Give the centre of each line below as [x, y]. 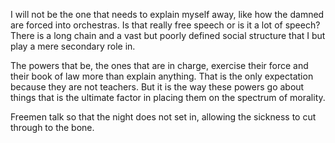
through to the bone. [52, 127]
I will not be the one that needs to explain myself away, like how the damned [167, 14]
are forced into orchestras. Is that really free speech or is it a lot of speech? [165, 25]
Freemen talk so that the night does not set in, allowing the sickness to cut [163, 117]
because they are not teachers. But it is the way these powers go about [157, 87]
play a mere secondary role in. [73, 46]
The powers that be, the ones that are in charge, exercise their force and [159, 65]
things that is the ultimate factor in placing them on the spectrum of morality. [168, 97]
